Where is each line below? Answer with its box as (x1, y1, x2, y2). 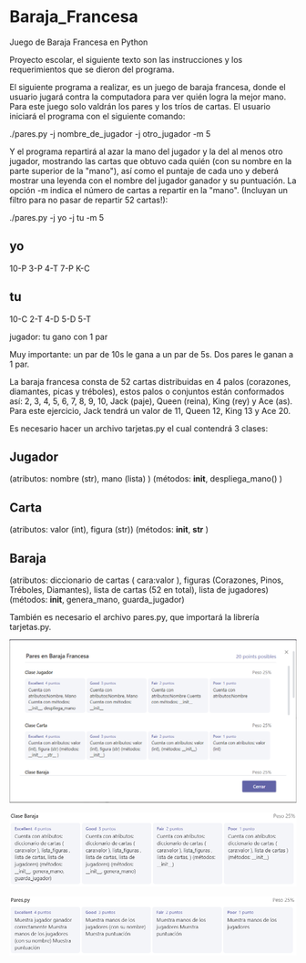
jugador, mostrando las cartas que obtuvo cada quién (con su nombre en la (9, 155, 292, 166)
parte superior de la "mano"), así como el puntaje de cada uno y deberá (9, 165, 280, 176)
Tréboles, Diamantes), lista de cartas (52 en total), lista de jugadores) (9, 585, 269, 595)
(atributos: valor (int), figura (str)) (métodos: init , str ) (9, 524, 209, 535)
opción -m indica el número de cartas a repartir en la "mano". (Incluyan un (9, 184, 289, 195)
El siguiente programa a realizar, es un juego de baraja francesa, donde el (9, 81, 286, 92)
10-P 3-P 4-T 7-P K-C (9, 263, 91, 274)
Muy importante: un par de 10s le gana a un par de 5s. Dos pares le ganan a (9, 348, 294, 359)
